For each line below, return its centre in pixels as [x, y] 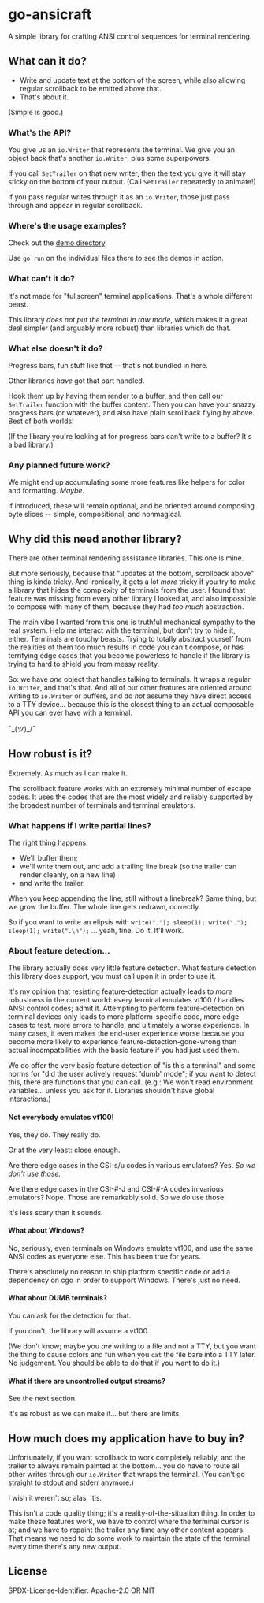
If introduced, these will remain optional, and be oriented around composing [131, 506]
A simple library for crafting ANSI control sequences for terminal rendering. [130, 36]
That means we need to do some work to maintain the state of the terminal [129, 1538]
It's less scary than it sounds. [56, 1212]
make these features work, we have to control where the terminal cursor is [129, 1522]
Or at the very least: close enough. [64, 1150]
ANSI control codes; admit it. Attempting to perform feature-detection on [126, 1008]
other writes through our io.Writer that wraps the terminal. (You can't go [127, 1475]
